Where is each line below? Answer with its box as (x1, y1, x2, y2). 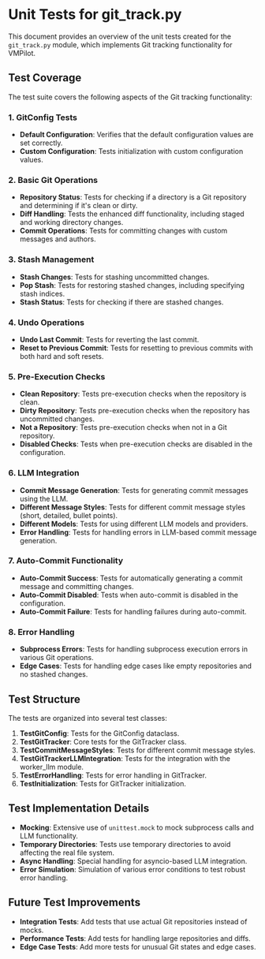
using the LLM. (19, 494, 69, 503)
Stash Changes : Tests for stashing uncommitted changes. (19, 272, 210, 282)
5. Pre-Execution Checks (8, 371, 106, 382)
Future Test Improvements (8, 896, 140, 909)
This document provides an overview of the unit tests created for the (8, 32, 231, 41)
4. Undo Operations (8, 317, 85, 328)
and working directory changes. (19, 218, 124, 227)
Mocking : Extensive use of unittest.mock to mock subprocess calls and (19, 823, 255, 832)
